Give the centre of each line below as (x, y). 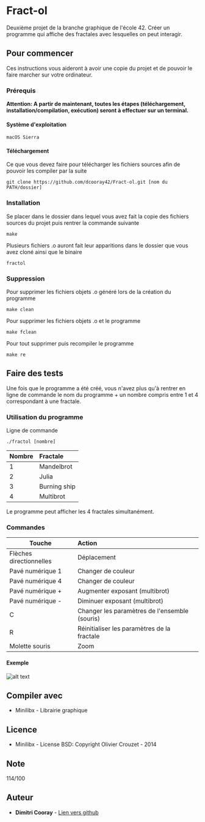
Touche (41, 543)
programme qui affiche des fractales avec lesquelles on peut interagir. (95, 34)
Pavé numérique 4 (36, 581)
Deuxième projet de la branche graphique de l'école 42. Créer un (88, 28)
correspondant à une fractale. (44, 401)
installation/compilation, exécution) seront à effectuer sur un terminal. (98, 110)
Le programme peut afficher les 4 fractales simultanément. (80, 511)
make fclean (21, 332)
